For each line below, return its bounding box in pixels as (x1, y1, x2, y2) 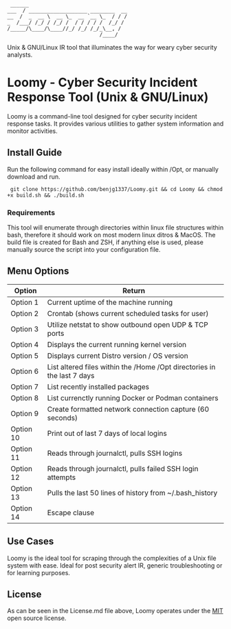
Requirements (7, 208, 56, 217)
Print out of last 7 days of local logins (47, 428, 167, 438)
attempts (47, 472, 76, 482)
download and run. (7, 172, 60, 181)
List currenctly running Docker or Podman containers (47, 393, 219, 403)
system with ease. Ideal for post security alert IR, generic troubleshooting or (7, 561, 223, 570)
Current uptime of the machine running (47, 297, 173, 307)
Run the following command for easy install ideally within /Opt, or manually (7, 165, 219, 173)
